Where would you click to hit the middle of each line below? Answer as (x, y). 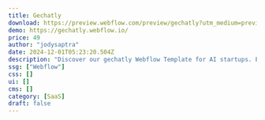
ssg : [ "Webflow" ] (37, 67)
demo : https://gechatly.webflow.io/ (68, 30)
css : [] (21, 74)
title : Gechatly (35, 15)
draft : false (30, 103)
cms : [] (21, 89)
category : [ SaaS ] (37, 96)
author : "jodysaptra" (44, 45)
